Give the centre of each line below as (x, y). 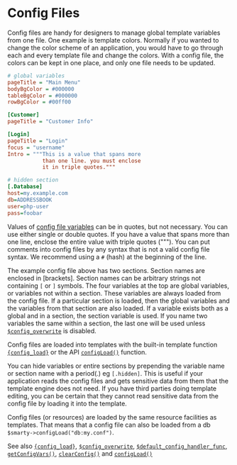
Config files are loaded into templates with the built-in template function (112, 344)
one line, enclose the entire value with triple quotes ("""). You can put (109, 242)
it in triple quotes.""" (79, 167)
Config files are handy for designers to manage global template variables (114, 33)
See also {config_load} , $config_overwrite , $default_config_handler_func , (117, 446)
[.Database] (25, 187)
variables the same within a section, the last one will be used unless (106, 323)
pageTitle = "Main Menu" (44, 82)
